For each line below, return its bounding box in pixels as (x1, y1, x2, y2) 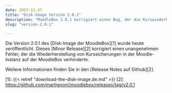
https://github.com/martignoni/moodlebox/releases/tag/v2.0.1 (5, 82, 135, 88)
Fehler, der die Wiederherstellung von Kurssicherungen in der (5, 51, 135, 57)
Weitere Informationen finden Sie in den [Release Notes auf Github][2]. (5, 66, 155, 73)
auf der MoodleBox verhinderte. (21, 57, 90, 63)
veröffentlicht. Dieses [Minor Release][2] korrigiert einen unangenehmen (5, 45, 159, 52)
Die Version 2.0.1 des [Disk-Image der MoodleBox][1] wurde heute (5, 40, 144, 46)
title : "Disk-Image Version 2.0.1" (5, 12, 81, 17)
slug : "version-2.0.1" (5, 21, 54, 27)
